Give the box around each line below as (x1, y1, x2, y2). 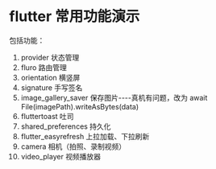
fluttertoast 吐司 (20, 111, 75, 121)
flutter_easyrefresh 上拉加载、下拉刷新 (20, 131, 150, 141)
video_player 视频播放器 (20, 151, 102, 161)
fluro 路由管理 (20, 62, 68, 72)
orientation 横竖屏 (20, 72, 81, 82)
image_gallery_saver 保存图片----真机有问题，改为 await (20, 93, 208, 102)
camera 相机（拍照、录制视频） (20, 142, 127, 151)
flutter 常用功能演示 (9, 7, 140, 26)
